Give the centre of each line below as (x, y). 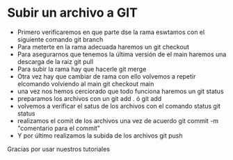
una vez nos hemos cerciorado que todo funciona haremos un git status (120, 91)
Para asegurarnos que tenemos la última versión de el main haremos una (122, 54)
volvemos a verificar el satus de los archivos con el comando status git (119, 106)
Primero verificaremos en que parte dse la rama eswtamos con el (111, 32)
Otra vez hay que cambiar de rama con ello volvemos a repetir (106, 76)
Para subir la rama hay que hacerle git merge (82, 69)
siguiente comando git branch (60, 39)
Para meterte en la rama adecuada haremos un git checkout (103, 47)
